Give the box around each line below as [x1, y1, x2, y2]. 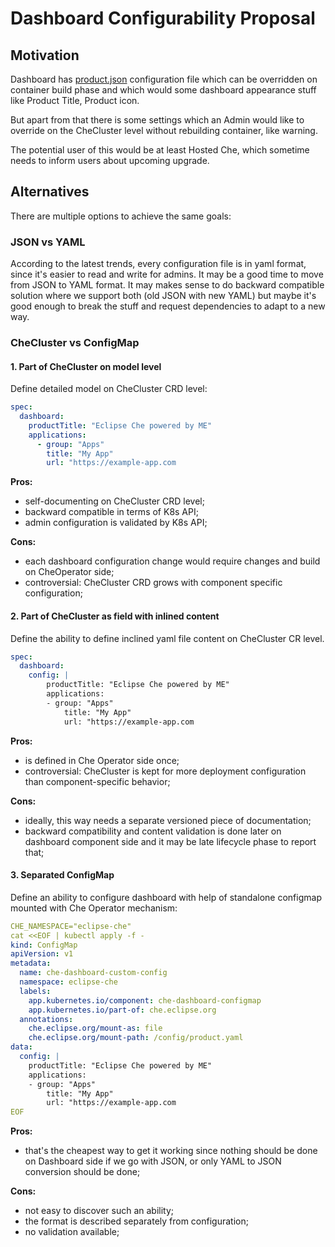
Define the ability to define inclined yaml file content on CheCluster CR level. [10, 632, 325, 644]
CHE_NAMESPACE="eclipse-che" [10, 921, 132, 931]
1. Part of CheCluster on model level [10, 360, 162, 372]
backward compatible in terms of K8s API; [24, 506, 199, 518]
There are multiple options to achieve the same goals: [10, 210, 232, 222]
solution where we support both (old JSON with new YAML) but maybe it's [10, 290, 317, 302]
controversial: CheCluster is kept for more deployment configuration [24, 765, 307, 777]
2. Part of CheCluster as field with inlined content [10, 610, 220, 622]
